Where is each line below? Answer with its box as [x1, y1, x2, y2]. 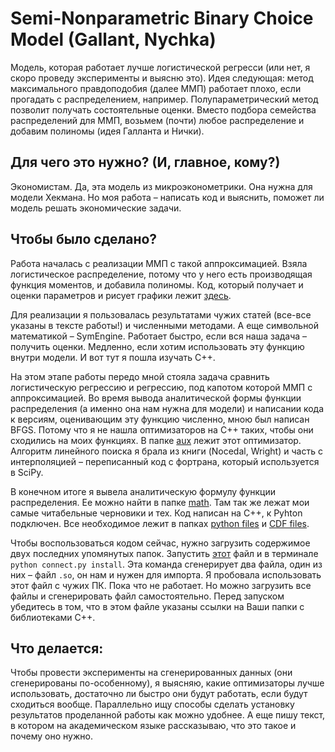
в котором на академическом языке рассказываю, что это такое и [10, 720, 297, 732]
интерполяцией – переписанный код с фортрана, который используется [10, 455, 320, 467]
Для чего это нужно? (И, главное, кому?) [10, 154, 281, 171]
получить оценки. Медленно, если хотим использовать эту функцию [10, 340, 305, 352]
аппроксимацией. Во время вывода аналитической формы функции [10, 392, 302, 404]
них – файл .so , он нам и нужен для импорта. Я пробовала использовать [10, 568, 322, 581]
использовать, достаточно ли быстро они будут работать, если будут [10, 688, 308, 700]
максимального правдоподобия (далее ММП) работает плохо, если [10, 82, 302, 94]
